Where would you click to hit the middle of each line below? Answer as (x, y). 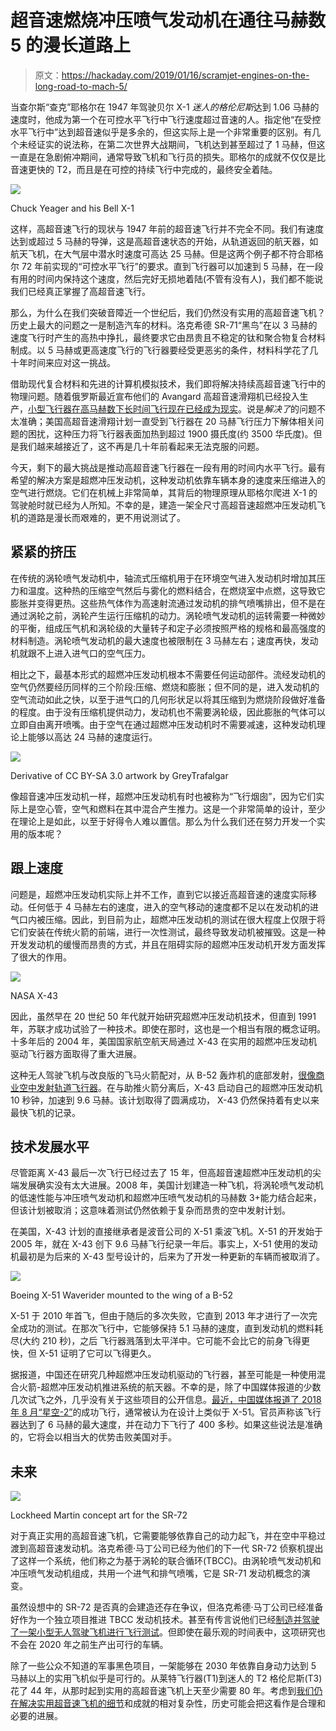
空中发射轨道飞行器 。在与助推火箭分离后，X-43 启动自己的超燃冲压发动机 (170, 1087)
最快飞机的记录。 (45, 1112)
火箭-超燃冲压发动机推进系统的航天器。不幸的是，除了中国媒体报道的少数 (170, 1387)
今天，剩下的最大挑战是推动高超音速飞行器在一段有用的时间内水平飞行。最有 (168, 467)
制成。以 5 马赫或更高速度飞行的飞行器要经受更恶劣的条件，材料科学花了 (160, 350)
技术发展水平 (50, 1146)
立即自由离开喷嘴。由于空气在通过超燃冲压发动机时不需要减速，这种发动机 (163, 724)
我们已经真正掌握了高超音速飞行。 (80, 291)
